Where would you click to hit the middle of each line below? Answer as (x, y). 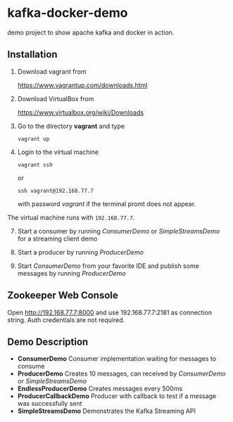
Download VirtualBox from (56, 98)
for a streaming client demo (57, 238)
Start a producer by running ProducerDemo (81, 252)
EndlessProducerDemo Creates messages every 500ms (100, 389)
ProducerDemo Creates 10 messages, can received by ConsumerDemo (122, 373)
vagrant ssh (35, 165)
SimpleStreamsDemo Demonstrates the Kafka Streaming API (106, 411)
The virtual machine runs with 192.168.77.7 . (71, 217)
